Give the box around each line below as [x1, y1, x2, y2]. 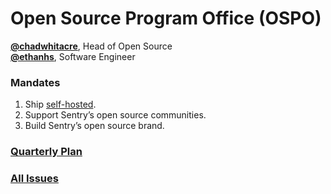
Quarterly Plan [10, 145, 83, 159]
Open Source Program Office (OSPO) [10, 7, 322, 30]
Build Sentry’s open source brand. [24, 120, 165, 132]
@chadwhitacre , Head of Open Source [10, 40, 173, 52]
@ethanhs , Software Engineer [10, 50, 136, 62]
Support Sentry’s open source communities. [24, 109, 207, 121]
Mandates [10, 75, 61, 89]
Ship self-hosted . [24, 98, 97, 111]
